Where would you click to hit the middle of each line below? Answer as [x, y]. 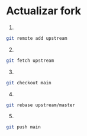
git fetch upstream [30, 61]
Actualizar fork [43, 11]
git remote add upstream [37, 38]
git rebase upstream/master [41, 105]
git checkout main [29, 83]
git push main [24, 127]
